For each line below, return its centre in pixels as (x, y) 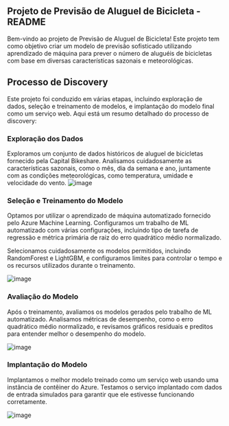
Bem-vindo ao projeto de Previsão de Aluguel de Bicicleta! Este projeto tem (113, 39)
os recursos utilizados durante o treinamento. (71, 266)
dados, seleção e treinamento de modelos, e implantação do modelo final (111, 106)
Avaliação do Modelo (43, 297)
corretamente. (27, 401)
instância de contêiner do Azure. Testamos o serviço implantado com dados (115, 387)
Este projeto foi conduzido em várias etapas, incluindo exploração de (105, 98)
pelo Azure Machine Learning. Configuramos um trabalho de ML (98, 223)
